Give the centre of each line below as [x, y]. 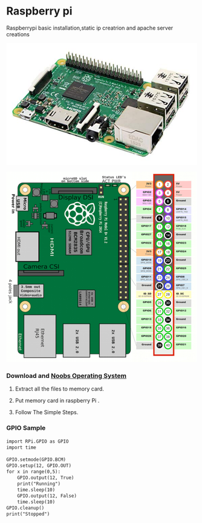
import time [21, 447]
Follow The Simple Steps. [47, 412]
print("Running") [39, 484]
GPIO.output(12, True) [46, 478]
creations [18, 34]
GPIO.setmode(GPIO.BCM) [36, 460]
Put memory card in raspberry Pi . [57, 401]
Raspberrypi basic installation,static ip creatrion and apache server [90, 28]
